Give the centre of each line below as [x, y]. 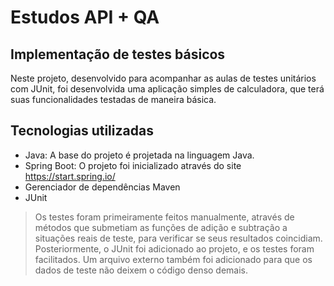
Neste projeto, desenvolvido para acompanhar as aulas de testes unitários [163, 78]
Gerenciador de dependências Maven [102, 187]
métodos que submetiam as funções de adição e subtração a [161, 227]
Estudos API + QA [85, 17]
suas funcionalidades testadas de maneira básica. [113, 99]
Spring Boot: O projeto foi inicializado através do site [133, 165]
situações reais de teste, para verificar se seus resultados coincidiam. [178, 238]
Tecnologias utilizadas [82, 131]
